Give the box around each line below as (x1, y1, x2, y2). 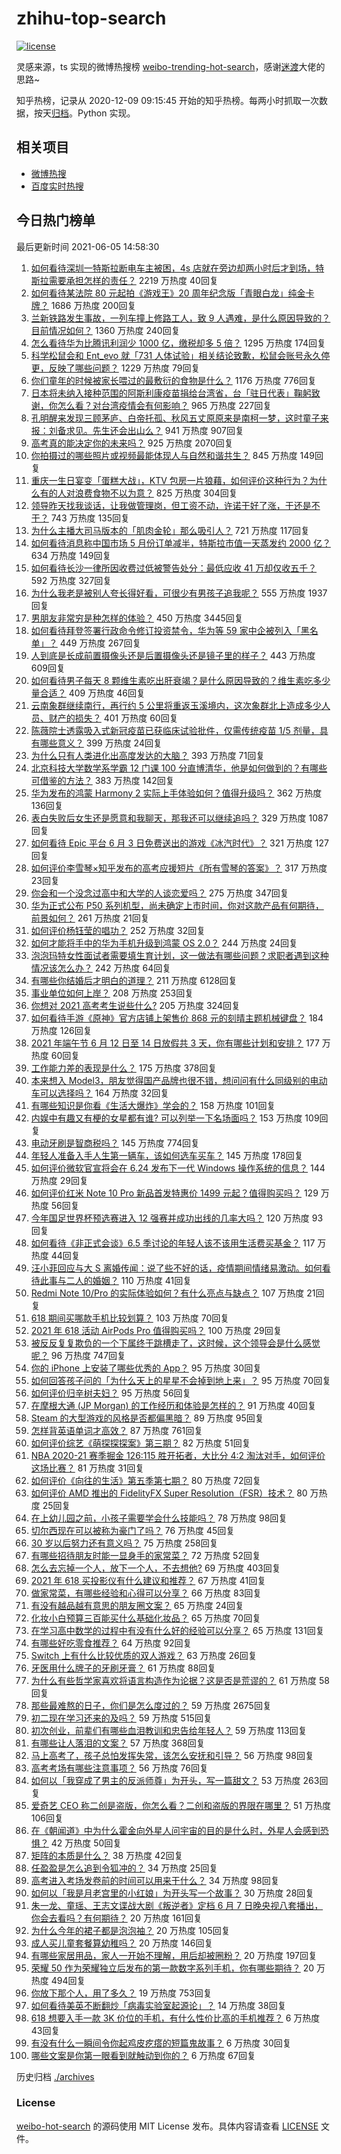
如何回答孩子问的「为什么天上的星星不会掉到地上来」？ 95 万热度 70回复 (30, 1374, 332, 1386)
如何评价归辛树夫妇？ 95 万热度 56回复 (30, 1387, 192, 1399)
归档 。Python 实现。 (51, 107, 136, 119)
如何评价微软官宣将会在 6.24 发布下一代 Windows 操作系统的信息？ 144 (30, 1162, 326, 1174)
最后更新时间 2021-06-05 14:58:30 (16, 240, 160, 252)
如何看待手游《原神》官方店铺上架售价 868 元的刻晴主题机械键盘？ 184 (30, 1012, 324, 1024)
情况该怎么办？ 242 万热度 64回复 (30, 962, 172, 974)
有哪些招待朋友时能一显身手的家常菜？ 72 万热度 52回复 (30, 1549, 261, 1561)
